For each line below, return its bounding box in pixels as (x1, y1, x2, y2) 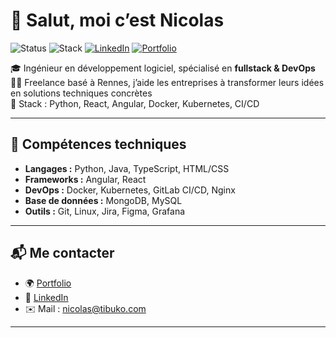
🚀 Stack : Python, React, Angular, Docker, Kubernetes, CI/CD (10, 97, 260, 109)
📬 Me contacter (10, 245, 115, 262)
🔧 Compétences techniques (10, 136, 187, 153)
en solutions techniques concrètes (10, 87, 153, 99)
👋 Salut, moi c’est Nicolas (10, 9, 225, 32)
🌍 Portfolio (24, 277, 72, 289)
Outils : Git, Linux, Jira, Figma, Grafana (24, 205, 186, 217)
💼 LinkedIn (24, 291, 69, 303)
